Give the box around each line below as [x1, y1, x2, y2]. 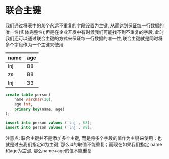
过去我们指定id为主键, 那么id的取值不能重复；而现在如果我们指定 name [14, 141, 162, 148]
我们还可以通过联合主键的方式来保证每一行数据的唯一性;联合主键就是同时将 [5, 35, 163, 41]
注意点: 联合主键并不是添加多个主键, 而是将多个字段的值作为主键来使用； [5, 135, 158, 141]
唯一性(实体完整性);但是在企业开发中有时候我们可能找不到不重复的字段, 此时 [5, 29, 164, 35]
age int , [14, 101, 33, 107]
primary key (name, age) [14, 107, 65, 112]
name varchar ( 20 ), [14, 97, 53, 102]
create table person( [5, 92, 51, 97]
